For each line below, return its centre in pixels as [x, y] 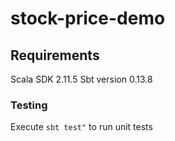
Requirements [55, 55]
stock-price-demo [88, 18]
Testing [29, 105]
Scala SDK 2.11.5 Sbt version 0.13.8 [81, 79]
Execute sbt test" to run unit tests [81, 127]
